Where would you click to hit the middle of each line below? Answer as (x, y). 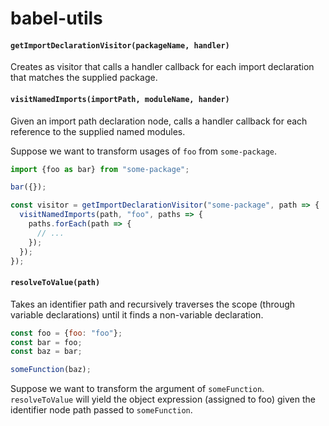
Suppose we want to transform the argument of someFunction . (137, 389)
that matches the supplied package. (84, 78)
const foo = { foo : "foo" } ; (66, 333)
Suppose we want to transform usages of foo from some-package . (144, 151)
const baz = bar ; (46, 352)
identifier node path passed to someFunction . (101, 410)
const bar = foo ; (46, 342)
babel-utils (56, 18)
